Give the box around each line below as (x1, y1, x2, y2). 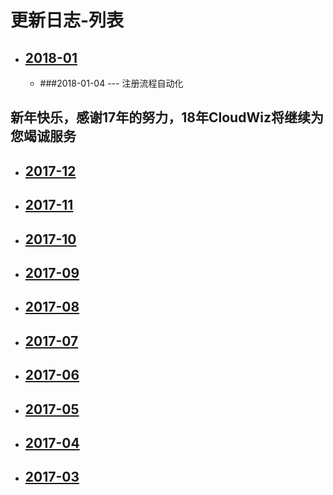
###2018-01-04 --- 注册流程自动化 (39, 77, 184, 89)
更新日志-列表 (10, 9, 125, 32)
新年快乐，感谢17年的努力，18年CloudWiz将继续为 (10, 109, 324, 126)
